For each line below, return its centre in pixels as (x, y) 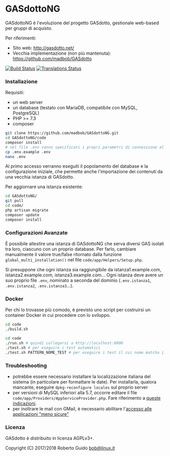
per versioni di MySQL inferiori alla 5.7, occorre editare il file (75, 392)
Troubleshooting (26, 365)
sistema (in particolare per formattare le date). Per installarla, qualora (84, 382)
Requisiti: (15, 93)
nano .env (16, 157)
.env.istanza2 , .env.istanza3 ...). (39, 286)
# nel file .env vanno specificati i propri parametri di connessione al (85, 147)
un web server (28, 102)
